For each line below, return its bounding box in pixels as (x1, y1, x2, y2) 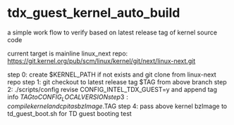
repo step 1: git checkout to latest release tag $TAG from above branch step (7, 77, 227, 86)
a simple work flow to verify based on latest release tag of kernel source (7, 28, 217, 37)
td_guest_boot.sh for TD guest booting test (7, 109, 132, 117)
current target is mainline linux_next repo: (7, 49, 128, 58)
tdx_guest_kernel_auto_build (7, 5, 180, 21)
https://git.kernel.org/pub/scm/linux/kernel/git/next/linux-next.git (7, 56, 196, 65)
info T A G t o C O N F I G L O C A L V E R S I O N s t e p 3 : (7, 93, 129, 103)
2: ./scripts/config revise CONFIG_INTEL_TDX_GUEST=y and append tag (7, 85, 217, 93)
